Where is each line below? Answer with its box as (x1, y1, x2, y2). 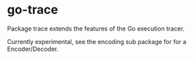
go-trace (7, 2, 58, 18)
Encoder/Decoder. (7, 45, 59, 53)
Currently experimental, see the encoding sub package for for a (7, 37, 187, 45)
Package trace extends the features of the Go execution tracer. (7, 24, 185, 33)
